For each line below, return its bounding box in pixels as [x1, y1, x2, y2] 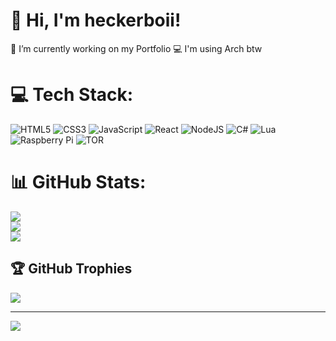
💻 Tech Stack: [10, 84, 134, 106]
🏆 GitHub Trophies [10, 260, 133, 278]
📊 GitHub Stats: [10, 171, 147, 194]
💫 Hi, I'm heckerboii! [10, 9, 182, 32]
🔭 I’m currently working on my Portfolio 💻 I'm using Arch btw [10, 42, 263, 54]
